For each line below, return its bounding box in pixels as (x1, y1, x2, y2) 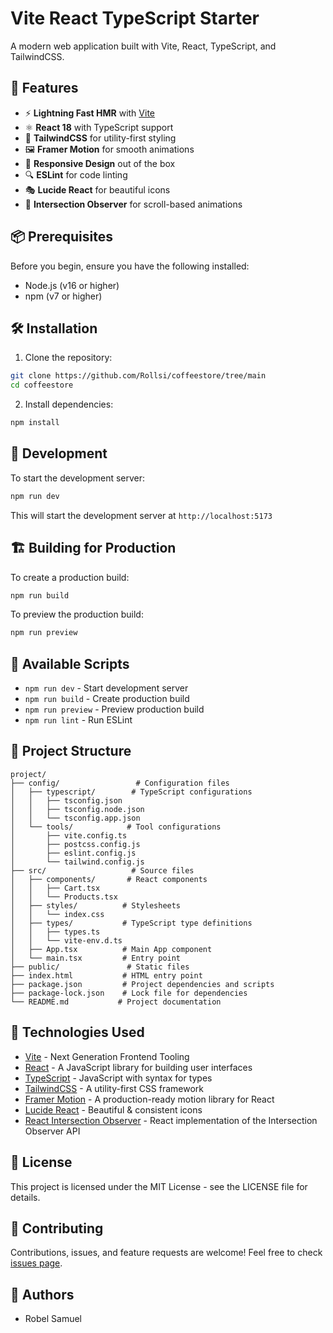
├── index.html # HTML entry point (10, 970, 203, 981)
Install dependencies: (24, 398, 114, 411)
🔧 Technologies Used (10, 1024, 145, 1041)
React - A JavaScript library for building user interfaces (24, 1061, 253, 1073)
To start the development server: (10, 472, 146, 484)
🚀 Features (10, 80, 79, 97)
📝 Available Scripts (10, 655, 130, 672)
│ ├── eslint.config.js (10, 848, 137, 858)
